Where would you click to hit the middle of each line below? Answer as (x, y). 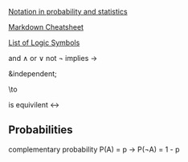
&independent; (33, 74)
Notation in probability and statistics (68, 12)
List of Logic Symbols (44, 43)
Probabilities (41, 130)
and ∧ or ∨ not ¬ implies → (53, 58)
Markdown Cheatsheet (46, 27)
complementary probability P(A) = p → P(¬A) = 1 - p (94, 149)
